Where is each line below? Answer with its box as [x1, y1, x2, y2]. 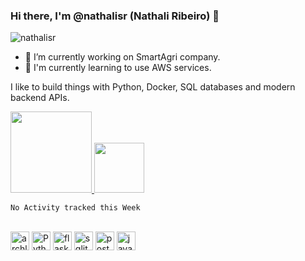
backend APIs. [10, 92, 70, 104]
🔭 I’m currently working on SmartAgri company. [24, 51, 221, 63]
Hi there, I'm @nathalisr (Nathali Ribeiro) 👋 [10, 9, 220, 23]
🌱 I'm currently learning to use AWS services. [24, 62, 212, 74]
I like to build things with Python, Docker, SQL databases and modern [10, 81, 296, 93]
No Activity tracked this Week [10, 203, 141, 213]
